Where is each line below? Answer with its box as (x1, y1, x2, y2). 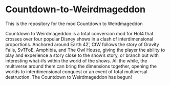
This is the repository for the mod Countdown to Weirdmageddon (5, 20, 143, 27)
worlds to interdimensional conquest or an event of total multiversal (5, 68, 147, 75)
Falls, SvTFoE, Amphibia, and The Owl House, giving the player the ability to (5, 47, 165, 53)
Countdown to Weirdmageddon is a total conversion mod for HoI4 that (5, 30, 154, 36)
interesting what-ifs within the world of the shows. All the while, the (5, 57, 147, 63)
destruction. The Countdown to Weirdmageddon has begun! (5, 74, 132, 80)
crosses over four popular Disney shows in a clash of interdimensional (5, 36, 154, 42)
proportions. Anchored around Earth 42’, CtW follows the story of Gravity (5, 41, 160, 47)
